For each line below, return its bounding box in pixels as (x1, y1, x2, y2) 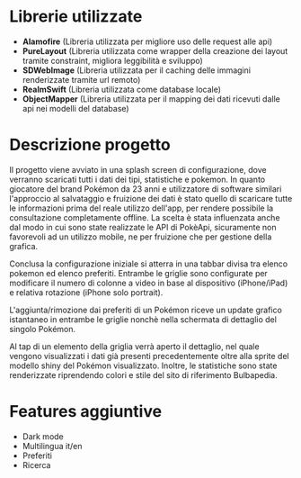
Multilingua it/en (22, 440, 83, 451)
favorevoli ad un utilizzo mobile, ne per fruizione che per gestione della (9, 231, 272, 242)
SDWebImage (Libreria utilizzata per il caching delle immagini (22, 65, 252, 76)
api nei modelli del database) (22, 103, 129, 113)
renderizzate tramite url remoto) (22, 74, 141, 85)
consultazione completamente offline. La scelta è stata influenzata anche (9, 212, 280, 222)
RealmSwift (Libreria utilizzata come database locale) (22, 84, 222, 95)
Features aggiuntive (9, 401, 163, 422)
